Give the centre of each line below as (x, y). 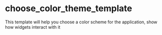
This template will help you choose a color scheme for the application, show (81, 22)
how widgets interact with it (33, 27)
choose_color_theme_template (69, 9)
